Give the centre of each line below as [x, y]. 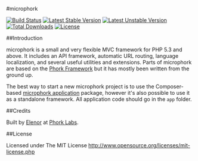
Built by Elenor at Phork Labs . [42, 122]
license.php [21, 152]
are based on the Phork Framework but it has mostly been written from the [98, 69]
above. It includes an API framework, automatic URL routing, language [92, 56]
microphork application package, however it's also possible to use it [106, 93]
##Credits [18, 111]
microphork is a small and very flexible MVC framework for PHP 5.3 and [95, 49]
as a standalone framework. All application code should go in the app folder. [99, 99]
